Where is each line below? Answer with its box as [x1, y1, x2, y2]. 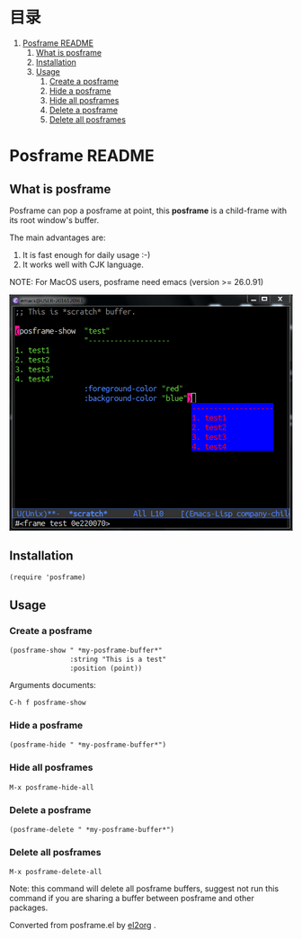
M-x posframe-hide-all [9, 782, 94, 791]
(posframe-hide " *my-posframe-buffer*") [9, 740, 167, 750]
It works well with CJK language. [22, 259, 144, 270]
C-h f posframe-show [9, 698, 87, 708]
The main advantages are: [9, 232, 106, 243]
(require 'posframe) [9, 573, 87, 582]
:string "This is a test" [69, 655, 167, 665]
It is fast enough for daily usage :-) [22, 249, 151, 260]
